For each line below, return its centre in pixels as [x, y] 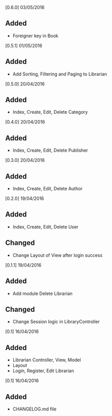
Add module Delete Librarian [42, 293]
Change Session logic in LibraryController [56, 322]
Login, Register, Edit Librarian [43, 371]
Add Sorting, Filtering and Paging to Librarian [60, 74]
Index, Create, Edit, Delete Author [47, 189]
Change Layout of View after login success [58, 255]
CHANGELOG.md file [34, 409]
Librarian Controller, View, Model [47, 360]
